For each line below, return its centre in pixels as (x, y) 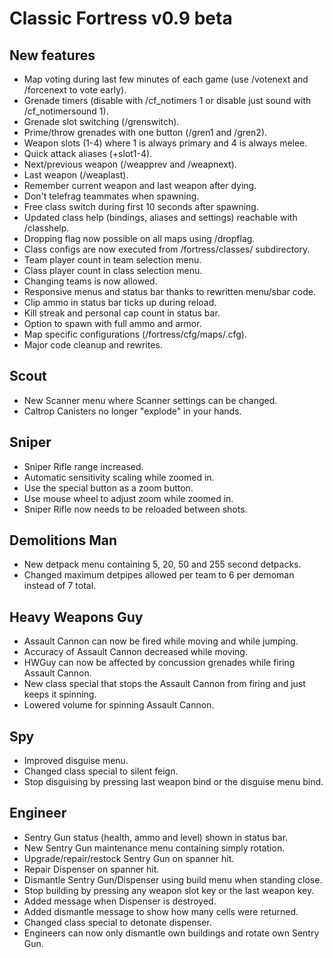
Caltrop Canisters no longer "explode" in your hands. (132, 411)
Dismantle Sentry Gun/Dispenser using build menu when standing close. (173, 879)
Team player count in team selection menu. (112, 260)
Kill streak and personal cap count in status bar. (122, 313)
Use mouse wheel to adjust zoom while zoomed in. (128, 498)
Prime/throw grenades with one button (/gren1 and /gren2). (145, 132)
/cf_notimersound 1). (66, 111)
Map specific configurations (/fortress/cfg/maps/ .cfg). (135, 334)
